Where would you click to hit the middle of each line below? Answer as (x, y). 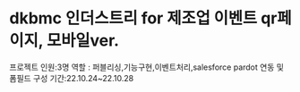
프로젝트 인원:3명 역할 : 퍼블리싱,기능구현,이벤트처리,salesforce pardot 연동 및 (147, 67)
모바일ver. (82, 41)
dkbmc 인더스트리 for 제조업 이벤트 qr (143, 18)
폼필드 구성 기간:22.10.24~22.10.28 (72, 78)
